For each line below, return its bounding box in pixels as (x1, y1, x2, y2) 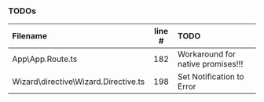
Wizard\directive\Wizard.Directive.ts (12, 76, 145, 87)
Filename (12, 31, 47, 42)
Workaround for (178, 49, 236, 60)
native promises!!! (178, 59, 244, 70)
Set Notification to (178, 71, 245, 82)
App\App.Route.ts (12, 53, 78, 64)
